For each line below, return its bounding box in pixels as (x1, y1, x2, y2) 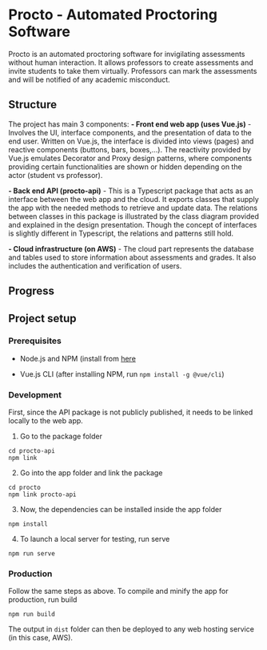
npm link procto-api (8, 491, 78, 499)
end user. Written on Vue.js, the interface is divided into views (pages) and (8, 136, 254, 146)
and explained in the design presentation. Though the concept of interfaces (8, 220, 257, 229)
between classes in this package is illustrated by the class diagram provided (8, 211, 260, 221)
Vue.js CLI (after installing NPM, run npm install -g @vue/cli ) (19, 369, 225, 378)
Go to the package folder (19, 431, 102, 442)
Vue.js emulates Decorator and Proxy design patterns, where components (8, 153, 253, 163)
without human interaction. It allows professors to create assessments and (8, 58, 253, 67)
